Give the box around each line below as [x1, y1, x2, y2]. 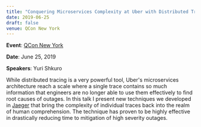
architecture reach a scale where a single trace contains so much [6, 83, 167, 90]
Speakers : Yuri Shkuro [6, 65, 62, 72]
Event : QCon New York [6, 42, 64, 49]
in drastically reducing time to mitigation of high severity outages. [6, 114, 168, 122]
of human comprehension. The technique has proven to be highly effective [6, 108, 190, 115]
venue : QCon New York [6, 25, 60, 32]
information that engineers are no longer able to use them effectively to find [6, 89, 193, 96]
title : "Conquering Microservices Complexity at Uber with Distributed [6, 8, 188, 15]
